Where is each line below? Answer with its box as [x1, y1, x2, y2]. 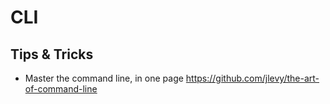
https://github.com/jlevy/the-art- [185, 72, 320, 84]
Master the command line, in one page [24, 72, 184, 84]
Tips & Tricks [10, 46, 94, 63]
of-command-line [24, 83, 98, 95]
